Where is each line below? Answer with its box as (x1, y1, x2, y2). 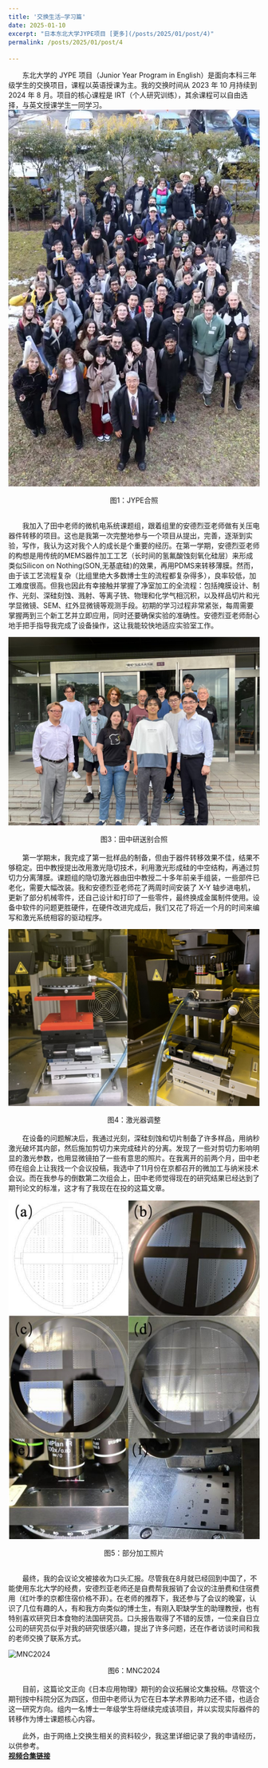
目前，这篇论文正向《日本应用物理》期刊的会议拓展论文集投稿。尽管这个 (22, 1684, 260, 1694)
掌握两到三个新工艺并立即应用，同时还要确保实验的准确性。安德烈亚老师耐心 (8, 611, 260, 620)
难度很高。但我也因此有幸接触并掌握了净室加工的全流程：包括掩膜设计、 (14, 581, 253, 590)
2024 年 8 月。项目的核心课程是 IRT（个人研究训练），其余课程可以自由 (8, 90, 241, 100)
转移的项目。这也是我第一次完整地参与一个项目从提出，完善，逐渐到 (22, 531, 246, 541)
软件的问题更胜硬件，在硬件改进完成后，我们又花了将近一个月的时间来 (22, 903, 253, 912)
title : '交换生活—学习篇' (8, 13, 86, 21)
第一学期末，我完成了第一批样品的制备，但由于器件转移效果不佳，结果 (22, 853, 253, 863)
